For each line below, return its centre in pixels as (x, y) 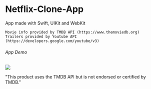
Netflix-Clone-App (44, 9)
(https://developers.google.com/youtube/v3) (52, 41)
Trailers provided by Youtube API (41, 36)
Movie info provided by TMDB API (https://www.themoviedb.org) (72, 32)
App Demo (16, 52)
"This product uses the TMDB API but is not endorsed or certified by (75, 77)
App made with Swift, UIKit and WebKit (45, 23)
